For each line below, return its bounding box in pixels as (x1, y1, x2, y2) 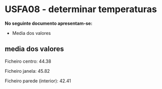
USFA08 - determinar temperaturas (5, 4, 157, 15)
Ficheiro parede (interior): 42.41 (5, 77, 72, 84)
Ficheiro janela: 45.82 (5, 68, 50, 74)
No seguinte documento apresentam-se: (5, 20, 92, 26)
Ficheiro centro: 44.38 (5, 58, 51, 64)
